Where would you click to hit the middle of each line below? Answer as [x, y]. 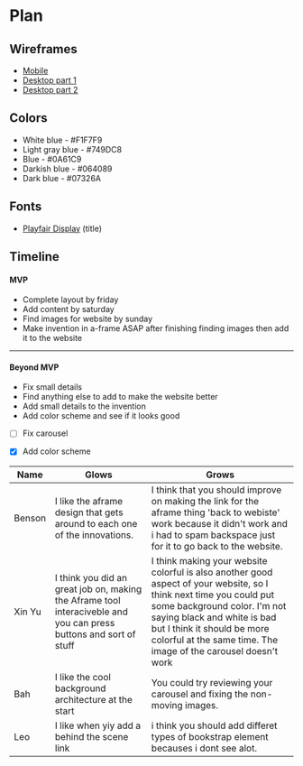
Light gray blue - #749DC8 [72, 149]
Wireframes [44, 49]
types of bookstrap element [210, 736]
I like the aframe [89, 501]
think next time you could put [213, 595]
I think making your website [209, 560]
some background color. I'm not [219, 605]
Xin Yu [28, 612]
